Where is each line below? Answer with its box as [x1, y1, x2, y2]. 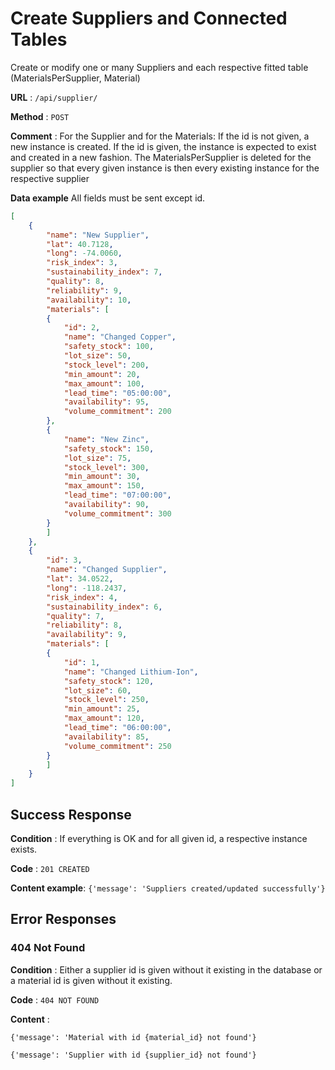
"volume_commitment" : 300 [63, 508, 172, 519]
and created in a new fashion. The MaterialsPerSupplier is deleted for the [10, 151, 312, 163]
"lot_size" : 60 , [63, 685, 132, 696]
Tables [10, 28, 68, 51]
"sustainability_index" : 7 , [46, 267, 163, 277]
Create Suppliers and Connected [10, 7, 288, 30]
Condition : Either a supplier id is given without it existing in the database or [10, 963, 323, 976]
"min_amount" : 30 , [63, 472, 141, 482]
